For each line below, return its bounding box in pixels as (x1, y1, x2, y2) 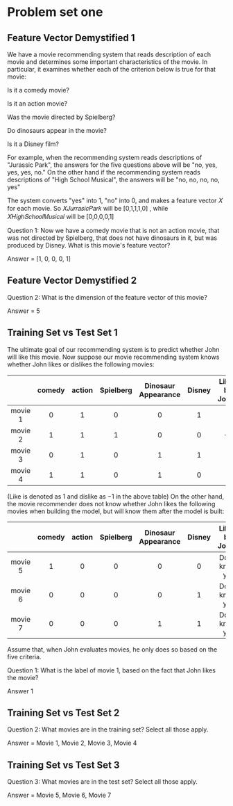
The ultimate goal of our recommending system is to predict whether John (7, 345, 220, 353)
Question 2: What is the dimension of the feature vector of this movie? (7, 293, 208, 301)
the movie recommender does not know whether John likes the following (7, 499, 216, 508)
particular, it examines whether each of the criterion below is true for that (7, 65, 216, 73)
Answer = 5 (7, 307, 40, 315)
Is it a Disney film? (7, 140, 60, 148)
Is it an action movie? (7, 99, 68, 108)
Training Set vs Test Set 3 (7, 759, 120, 771)
